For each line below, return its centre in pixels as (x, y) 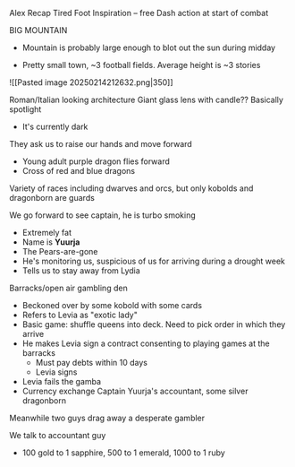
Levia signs (56, 372)
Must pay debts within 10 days (91, 363)
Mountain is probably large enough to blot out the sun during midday (148, 48)
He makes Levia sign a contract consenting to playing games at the (146, 343)
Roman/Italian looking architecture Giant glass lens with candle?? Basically (147, 99)
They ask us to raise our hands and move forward (101, 144)
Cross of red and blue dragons (79, 171)
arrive (33, 334)
